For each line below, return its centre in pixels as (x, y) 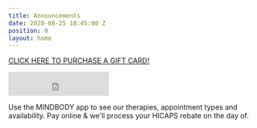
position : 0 (28, 30)
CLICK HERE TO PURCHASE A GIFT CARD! (79, 61)
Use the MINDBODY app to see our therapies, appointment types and (123, 107)
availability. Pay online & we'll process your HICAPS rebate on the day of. (128, 116)
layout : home (30, 38)
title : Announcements (45, 16)
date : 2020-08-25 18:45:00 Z (57, 23)
